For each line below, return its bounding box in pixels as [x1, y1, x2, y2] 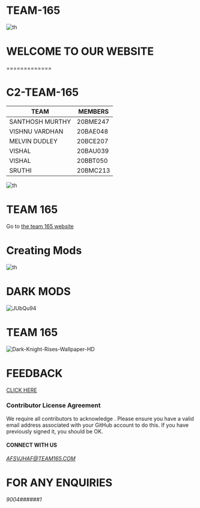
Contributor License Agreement [6, 401, 101, 409]
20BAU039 [77, 147, 109, 155]
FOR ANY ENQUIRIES [6, 476, 113, 490]
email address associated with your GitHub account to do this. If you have [6, 421, 189, 429]
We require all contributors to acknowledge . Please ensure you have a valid [6, 415, 194, 422]
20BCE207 [77, 136, 109, 145]
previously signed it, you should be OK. [6, 427, 103, 435]
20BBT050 [77, 156, 108, 165]
